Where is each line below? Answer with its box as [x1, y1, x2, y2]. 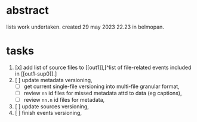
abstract [6, 4, 49, 17]
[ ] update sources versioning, [14, 103, 90, 110]
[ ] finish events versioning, [14, 110, 82, 117]
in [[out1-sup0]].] [14, 70, 57, 77]
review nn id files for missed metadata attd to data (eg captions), [23, 89, 182, 96]
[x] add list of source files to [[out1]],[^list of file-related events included [14, 64, 192, 71]
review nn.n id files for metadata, [23, 96, 105, 103]
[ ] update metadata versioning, [14, 76, 93, 83]
